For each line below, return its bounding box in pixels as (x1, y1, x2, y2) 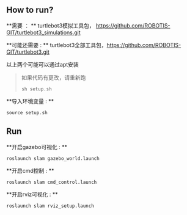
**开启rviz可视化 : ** (6, 191, 58, 198)
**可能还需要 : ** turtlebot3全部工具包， (6, 41, 107, 48)
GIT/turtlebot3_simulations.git (6, 29, 81, 36)
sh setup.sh (21, 86, 52, 92)
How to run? (6, 5, 54, 15)
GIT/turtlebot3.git (6, 48, 50, 56)
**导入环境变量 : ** (6, 97, 54, 104)
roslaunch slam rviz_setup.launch (6, 203, 95, 209)
